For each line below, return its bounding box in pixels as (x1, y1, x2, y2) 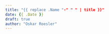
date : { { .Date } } (5, 12, 44, 17)
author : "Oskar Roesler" (5, 21, 57, 26)
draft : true (5, 16, 30, 21)
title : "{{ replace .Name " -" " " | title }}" (5, 7, 104, 12)
